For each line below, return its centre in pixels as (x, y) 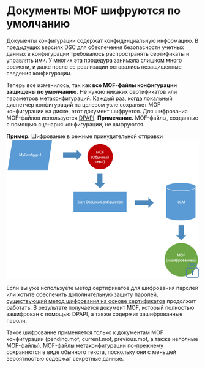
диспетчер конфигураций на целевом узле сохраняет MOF (84, 104)
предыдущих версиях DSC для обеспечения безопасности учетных (95, 47)
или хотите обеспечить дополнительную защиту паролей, (82, 294)
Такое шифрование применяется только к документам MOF (85, 332)
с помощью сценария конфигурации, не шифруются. (76, 124)
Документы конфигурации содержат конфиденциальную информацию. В (102, 40)
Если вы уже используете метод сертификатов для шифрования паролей (102, 288)
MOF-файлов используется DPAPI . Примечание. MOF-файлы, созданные (102, 118)
